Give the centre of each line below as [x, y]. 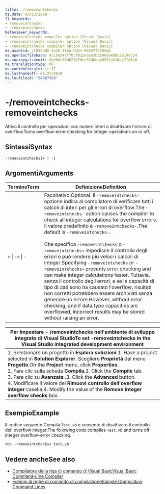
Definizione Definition [101, 187]
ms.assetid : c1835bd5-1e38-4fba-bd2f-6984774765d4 [58, 51]
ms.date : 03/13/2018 [26, 14]
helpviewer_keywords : [27, 32]
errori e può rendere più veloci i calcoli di [91, 257]
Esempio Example [32, 413]
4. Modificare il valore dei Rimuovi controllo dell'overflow [75, 383]
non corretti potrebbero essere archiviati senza [98, 293]
